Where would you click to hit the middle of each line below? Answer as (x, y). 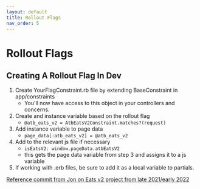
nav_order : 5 (23, 23)
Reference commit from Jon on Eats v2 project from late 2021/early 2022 (98, 179)
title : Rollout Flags (34, 18)
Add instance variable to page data (59, 129)
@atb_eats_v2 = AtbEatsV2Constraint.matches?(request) (95, 123)
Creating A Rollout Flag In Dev (64, 76)
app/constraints (35, 97)
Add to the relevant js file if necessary (63, 142)
